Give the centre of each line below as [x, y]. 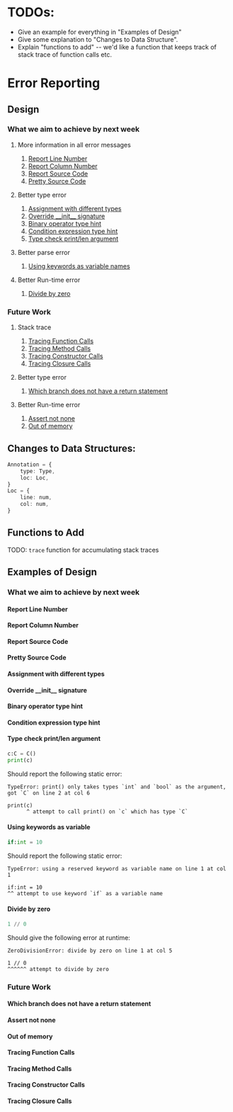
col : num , [35, 504]
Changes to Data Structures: [72, 448]
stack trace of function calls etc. [64, 55]
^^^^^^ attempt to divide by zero [58, 969]
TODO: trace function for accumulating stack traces [83, 550]
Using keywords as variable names [79, 266]
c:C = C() [22, 754]
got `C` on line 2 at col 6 [49, 793]
